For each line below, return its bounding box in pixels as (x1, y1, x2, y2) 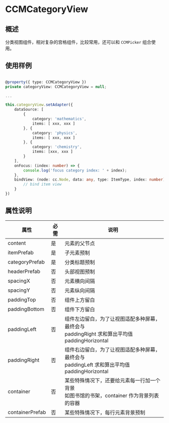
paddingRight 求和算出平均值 (64, 330, 133, 337)
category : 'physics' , (32, 130, 78, 135)
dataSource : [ (14, 107, 44, 112)
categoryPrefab (8, 258, 45, 265)
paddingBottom (8, 305, 44, 312)
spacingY (8, 287, 30, 294)
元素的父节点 (64, 240, 95, 247)
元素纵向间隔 (64, 287, 95, 294)
